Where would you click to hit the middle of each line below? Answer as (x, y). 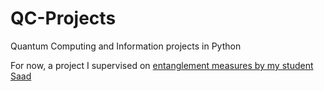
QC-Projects (63, 18)
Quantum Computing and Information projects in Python (126, 46)
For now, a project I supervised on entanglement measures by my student (162, 65)
